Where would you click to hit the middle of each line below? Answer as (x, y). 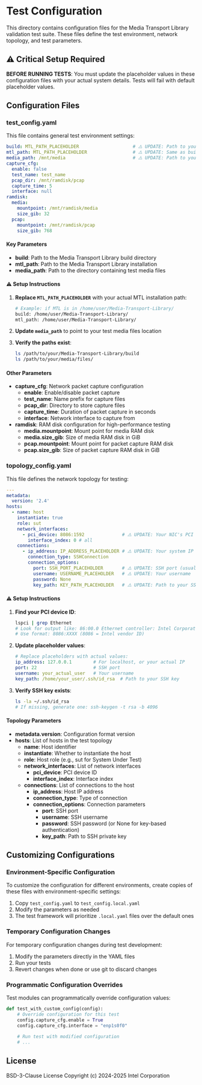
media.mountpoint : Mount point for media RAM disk (89, 431)
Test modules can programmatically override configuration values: (88, 998)
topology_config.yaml (39, 466)
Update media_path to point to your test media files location (88, 331)
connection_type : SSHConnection (69, 557)
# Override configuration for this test (68, 1014)
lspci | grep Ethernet (43, 623)
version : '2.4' (31, 501)
